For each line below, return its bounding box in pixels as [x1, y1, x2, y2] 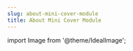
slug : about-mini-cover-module [7, 10, 99, 17]
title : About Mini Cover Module [7, 17, 101, 24]
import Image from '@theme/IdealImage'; [7, 36, 126, 44]
